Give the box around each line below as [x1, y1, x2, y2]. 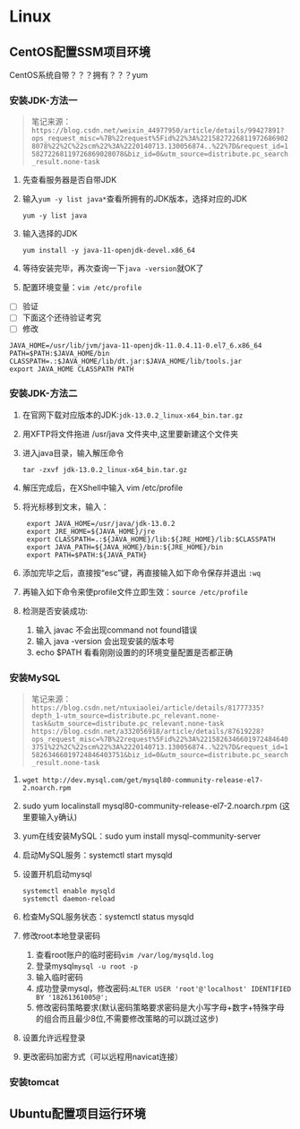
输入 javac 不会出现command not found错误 [35, 625, 198, 635]
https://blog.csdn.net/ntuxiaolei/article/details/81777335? [30, 703, 265, 713]
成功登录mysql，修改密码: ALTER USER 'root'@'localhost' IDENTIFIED [35, 983, 292, 994]
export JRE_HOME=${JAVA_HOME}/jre [26, 527, 156, 536]
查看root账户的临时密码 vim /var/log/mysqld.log [35, 950, 214, 961]
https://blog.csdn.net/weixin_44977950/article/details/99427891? [30, 126, 285, 135]
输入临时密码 [35, 972, 83, 983]
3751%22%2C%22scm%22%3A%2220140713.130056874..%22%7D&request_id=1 [30, 743, 288, 752]
